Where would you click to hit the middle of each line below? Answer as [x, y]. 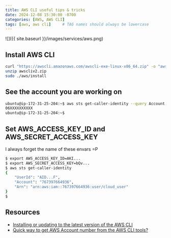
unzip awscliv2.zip [26, 71]
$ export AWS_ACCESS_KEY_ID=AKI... [43, 158]
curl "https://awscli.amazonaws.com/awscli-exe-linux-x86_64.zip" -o [81, 67]
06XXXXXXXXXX [19, 108]
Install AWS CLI [30, 55]
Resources [23, 212]
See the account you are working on [64, 92]
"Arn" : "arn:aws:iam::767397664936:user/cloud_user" [72, 187]
